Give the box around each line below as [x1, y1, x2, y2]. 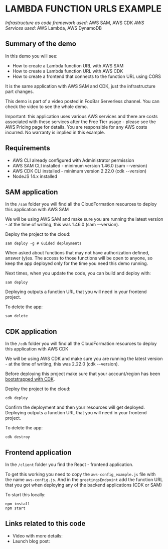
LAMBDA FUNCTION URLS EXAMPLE [5, 3, 162, 15]
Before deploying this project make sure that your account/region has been [5, 371, 160, 377]
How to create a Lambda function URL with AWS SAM [12, 62, 124, 68]
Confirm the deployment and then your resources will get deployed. [5, 404, 145, 410]
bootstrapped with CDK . [5, 376, 55, 382]
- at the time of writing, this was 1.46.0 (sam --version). [5, 222, 119, 228]
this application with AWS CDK [5, 346, 69, 352]
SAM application [5, 188, 58, 196]
